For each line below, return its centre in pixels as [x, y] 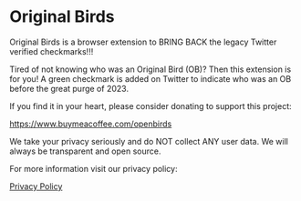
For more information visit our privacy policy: [93, 168]
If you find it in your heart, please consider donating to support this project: [150, 106]
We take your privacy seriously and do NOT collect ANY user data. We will [149, 141]
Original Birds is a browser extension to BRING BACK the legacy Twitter [143, 42]
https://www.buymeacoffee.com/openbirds [91, 124]
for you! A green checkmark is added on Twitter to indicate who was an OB [150, 78]
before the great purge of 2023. [69, 88]
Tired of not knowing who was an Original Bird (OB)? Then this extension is [150, 69]
